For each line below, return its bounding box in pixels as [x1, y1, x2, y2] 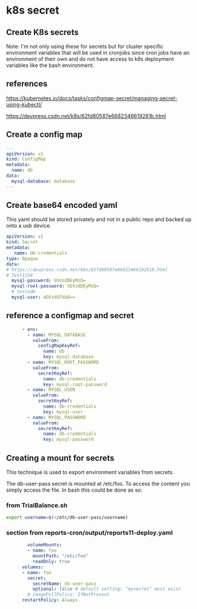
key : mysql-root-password [43, 382, 108, 387]
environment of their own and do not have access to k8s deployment [6, 56, 174, 62]
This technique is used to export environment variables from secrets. [6, 469, 175, 476]
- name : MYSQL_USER [27, 387, 76, 393]
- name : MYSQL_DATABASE [27, 332, 86, 338]
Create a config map [6, 130, 83, 140]
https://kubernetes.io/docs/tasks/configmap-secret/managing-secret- [6, 94, 177, 101]
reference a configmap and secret [6, 310, 134, 320]
